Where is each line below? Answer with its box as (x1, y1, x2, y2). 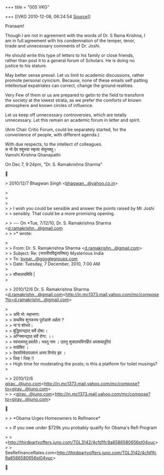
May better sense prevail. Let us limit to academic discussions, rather (5, 72, 144, 78)
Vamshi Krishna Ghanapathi (5, 152, 61, 158)
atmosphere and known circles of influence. (5, 103, 94, 108)
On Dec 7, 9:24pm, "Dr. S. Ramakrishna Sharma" (5, 161, 102, 167)
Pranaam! (5, 23, 24, 29)
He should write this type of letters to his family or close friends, (5, 52, 134, 58)
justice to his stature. (5, 63, 47, 68)
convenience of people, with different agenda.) (5, 132, 100, 137)
